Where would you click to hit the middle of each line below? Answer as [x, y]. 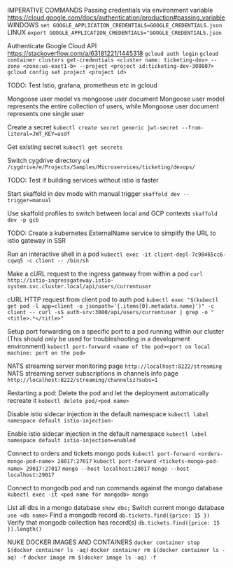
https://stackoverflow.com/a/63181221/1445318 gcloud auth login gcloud [113, 53]
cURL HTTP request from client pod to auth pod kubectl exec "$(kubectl [113, 299]
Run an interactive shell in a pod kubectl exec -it [79, 254]
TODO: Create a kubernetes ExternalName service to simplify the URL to [112, 233]
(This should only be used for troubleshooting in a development [99, 339]
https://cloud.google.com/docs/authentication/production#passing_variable [116, 17]
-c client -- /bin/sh [57, 261]
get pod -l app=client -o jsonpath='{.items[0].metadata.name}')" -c [111, 306]
